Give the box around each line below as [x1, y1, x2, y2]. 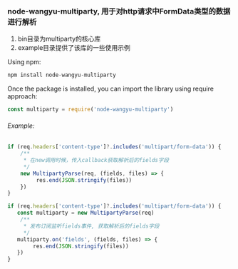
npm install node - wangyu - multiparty [7, 71, 116, 79]
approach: [7, 92, 38, 101]
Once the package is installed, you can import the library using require [7, 84, 214, 93]
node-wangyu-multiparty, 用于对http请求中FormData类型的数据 [7, 6, 231, 16]
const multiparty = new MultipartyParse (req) [16, 209, 155, 217]
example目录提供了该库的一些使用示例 [17, 44, 130, 52]
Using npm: [7, 58, 41, 66]
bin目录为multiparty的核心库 [17, 34, 101, 44]
